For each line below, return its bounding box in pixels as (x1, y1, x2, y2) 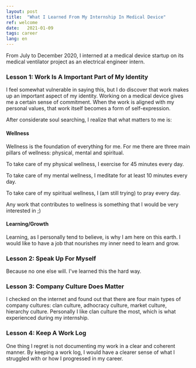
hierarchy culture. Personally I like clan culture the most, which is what (6, 308, 176, 315)
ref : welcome (6, 19, 38, 25)
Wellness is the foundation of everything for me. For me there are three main (6, 143, 190, 150)
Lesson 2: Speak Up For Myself (6, 254, 97, 262)
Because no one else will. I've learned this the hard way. (6, 268, 142, 275)
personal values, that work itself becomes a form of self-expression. (6, 105, 171, 112)
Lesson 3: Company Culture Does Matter (6, 282, 125, 291)
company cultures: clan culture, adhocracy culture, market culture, (6, 302, 167, 309)
